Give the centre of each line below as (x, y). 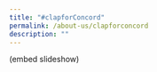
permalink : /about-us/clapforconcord (79, 26)
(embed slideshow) (44, 60)
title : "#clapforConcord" (57, 17)
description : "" (39, 34)
